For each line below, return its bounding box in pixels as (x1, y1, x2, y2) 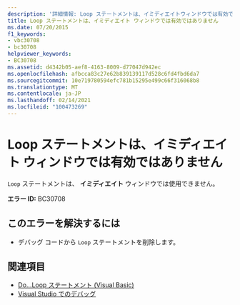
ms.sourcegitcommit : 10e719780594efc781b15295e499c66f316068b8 (7, 76, 200, 84)
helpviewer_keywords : (7, 51, 72, 58)
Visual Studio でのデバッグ (17, 290, 96, 299)
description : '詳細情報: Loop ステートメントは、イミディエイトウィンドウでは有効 (7, 10, 229, 18)
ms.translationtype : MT (7, 84, 79, 91)
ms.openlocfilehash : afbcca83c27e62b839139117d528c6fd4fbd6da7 (7, 70, 200, 77)
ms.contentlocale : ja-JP (7, 90, 81, 97)
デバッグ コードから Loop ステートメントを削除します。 (17, 237, 180, 246)
